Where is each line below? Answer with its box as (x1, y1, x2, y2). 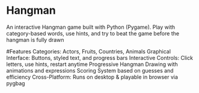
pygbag (6, 79, 25, 87)
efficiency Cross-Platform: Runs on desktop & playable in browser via (6, 73, 179, 80)
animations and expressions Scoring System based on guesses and (6, 67, 174, 74)
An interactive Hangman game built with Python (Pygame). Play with (6, 23, 176, 31)
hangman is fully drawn (6, 36, 64, 43)
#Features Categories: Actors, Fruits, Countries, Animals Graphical (6, 47, 171, 55)
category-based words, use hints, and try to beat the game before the (6, 29, 179, 37)
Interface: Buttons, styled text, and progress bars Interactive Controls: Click (6, 54, 194, 61)
